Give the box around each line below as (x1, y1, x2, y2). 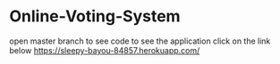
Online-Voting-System (9, 6, 181, 27)
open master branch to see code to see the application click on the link (9, 36, 271, 46)
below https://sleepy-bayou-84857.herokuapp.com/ (9, 44, 200, 55)
